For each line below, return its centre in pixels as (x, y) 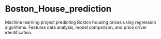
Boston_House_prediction (58, 9)
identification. (19, 32)
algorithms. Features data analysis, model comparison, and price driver (76, 27)
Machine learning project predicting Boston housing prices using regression (80, 22)
